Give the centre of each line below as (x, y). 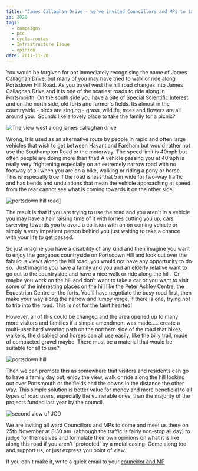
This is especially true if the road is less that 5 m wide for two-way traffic (95, 176)
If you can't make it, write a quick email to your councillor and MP (85, 462)
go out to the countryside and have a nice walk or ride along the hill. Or (93, 274)
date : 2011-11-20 (27, 55)
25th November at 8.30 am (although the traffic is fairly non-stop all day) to (98, 431)
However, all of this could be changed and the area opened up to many (92, 316)
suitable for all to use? (33, 348)
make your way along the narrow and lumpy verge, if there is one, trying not (98, 299)
